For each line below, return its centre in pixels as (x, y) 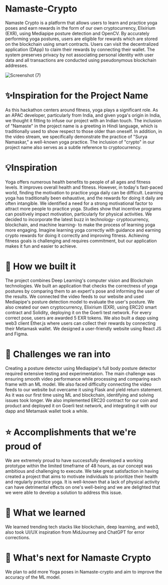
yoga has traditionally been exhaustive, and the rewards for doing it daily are (84, 198)
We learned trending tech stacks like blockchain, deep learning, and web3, (82, 527)
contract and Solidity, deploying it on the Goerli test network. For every (78, 312)
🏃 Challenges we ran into (58, 354)
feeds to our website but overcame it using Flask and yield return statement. (84, 389)
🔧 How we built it (41, 266)
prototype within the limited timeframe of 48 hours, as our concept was (79, 466)
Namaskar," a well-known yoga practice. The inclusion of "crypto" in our (80, 142)
